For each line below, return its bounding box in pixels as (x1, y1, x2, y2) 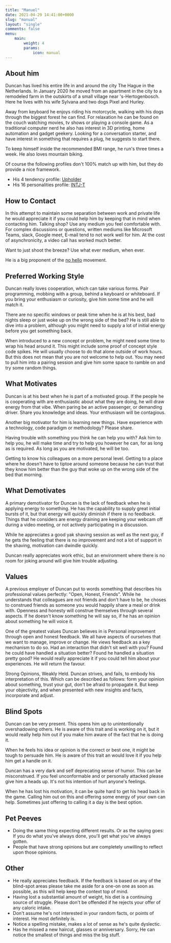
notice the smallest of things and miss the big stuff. (12, 932, 120, 938)
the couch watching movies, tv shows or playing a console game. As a (5, 119, 154, 126)
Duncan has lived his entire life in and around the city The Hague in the (5, 83, 155, 89)
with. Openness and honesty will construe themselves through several (5, 608, 153, 614)
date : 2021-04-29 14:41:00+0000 (5, 12, 74, 17)
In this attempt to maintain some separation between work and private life (5, 210, 160, 216)
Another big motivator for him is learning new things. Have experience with (5, 419, 163, 425)
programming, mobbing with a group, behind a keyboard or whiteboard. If (5, 290, 160, 296)
